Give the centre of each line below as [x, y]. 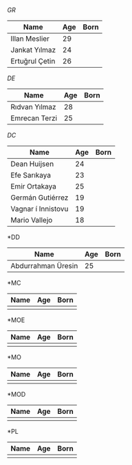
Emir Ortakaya [34, 186]
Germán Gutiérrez [40, 198]
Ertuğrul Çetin [33, 61]
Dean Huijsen [32, 164]
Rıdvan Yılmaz [33, 107]
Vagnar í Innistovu [40, 209]
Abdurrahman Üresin [44, 266]
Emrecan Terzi [34, 118]
